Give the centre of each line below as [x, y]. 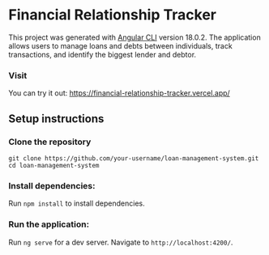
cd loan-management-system [54, 165]
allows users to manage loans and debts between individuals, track [120, 45]
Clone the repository [50, 142]
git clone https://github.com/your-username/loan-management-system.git [134, 158]
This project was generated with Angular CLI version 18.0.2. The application [134, 37]
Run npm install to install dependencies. [77, 203]
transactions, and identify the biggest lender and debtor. [102, 54]
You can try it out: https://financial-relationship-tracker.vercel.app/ [120, 93]
